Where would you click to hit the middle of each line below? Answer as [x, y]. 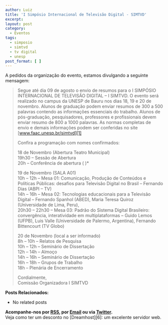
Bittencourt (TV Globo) [41, 226]
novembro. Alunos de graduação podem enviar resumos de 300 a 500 [90, 106]
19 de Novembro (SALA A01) [47, 173]
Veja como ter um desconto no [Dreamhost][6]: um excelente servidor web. [83, 317]
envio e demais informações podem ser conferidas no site [77, 128]
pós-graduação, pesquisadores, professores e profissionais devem [87, 117]
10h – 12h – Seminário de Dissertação [56, 247]
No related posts [30, 302]
